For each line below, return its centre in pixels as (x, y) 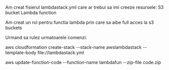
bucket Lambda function (31, 13)
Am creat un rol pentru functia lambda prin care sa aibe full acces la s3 (80, 22)
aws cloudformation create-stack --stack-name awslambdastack (73, 47)
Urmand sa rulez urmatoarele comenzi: (46, 38)
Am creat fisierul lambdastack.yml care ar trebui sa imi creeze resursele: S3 (84, 7)
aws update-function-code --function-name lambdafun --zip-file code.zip (83, 62)
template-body (21, 53)
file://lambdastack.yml (61, 53)
